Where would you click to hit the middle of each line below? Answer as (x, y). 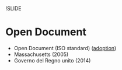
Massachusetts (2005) (41, 54)
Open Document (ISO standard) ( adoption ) (65, 48)
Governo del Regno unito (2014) (52, 60)
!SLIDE (13, 8)
